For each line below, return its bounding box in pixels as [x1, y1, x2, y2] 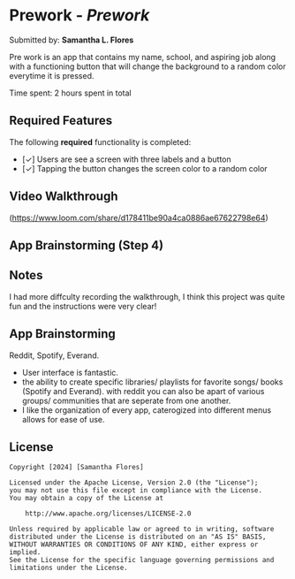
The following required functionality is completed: [9, 136, 192, 147]
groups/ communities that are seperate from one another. [21, 395, 231, 406]
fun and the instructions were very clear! [9, 301, 157, 311]
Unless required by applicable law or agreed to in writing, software [9, 525, 275, 534]
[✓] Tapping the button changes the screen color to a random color [21, 163, 268, 173]
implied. [9, 548, 42, 557]
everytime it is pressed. [9, 70, 95, 80]
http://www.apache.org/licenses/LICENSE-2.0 [25, 509, 192, 518]
